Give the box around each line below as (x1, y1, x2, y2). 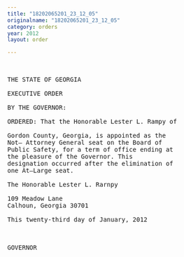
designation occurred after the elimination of (7, 160, 174, 168)
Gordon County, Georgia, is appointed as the (7, 132, 167, 140)
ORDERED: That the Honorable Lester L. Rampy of (7, 118, 177, 126)
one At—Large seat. (7, 167, 74, 175)
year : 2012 (7, 29, 39, 37)
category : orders (7, 23, 58, 30)
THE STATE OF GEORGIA (7, 76, 82, 84)
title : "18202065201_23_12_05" (7, 10, 99, 18)
